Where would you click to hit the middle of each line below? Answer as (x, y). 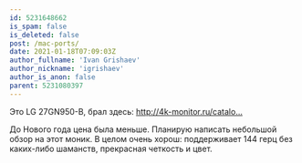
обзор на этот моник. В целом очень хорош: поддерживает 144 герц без (151, 138)
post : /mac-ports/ (44, 43)
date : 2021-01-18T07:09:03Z (63, 52)
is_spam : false (38, 26)
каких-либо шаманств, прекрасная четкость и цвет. (111, 148)
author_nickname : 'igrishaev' (67, 69)
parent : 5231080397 (47, 86)
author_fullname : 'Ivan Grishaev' (75, 60)
